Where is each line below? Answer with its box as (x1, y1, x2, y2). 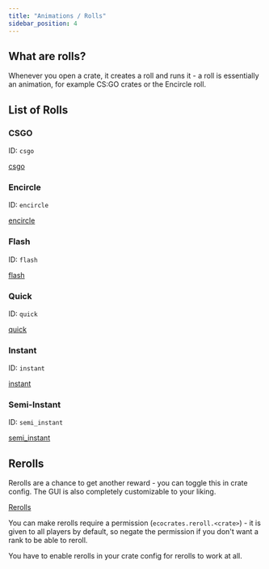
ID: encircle (8, 200, 49, 210)
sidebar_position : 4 (8, 19, 78, 28)
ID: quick (8, 309, 38, 319)
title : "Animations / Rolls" (8, 11, 107, 20)
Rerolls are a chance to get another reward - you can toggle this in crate (8, 478, 248, 488)
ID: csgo (8, 146, 35, 155)
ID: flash (8, 255, 38, 264)
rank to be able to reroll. (8, 536, 88, 545)
